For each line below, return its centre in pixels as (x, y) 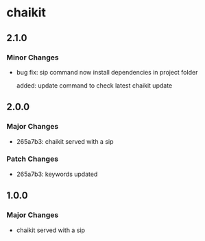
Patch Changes (33, 159)
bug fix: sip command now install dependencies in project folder (107, 72)
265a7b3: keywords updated (57, 174)
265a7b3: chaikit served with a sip (65, 141)
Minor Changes (33, 58)
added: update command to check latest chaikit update (94, 85)
